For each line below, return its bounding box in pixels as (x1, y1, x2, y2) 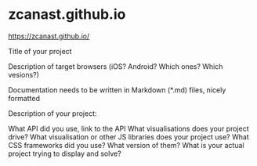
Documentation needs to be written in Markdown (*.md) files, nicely (8, 85, 226, 95)
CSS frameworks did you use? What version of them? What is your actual (8, 140, 244, 150)
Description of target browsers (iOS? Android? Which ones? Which (8, 61, 223, 71)
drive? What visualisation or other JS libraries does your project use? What (8, 132, 249, 142)
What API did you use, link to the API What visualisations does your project (8, 124, 249, 133)
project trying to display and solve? (8, 149, 121, 158)
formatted (8, 93, 41, 103)
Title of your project (8, 46, 72, 56)
